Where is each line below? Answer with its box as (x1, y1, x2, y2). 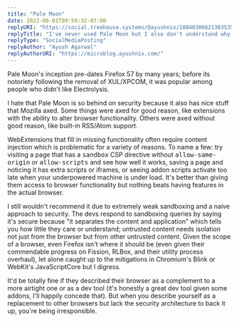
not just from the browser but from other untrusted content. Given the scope (7, 232, 231, 241)
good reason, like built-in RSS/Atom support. (7, 121, 138, 130)
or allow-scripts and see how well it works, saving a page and (31, 157, 223, 166)
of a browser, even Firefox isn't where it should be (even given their (7, 239, 205, 248)
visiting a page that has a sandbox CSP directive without (7, 150, 174, 159)
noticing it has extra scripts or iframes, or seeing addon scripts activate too (7, 165, 228, 174)
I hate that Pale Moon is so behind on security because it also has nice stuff (7, 98, 229, 107)
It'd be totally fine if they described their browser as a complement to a (7, 276, 216, 285)
